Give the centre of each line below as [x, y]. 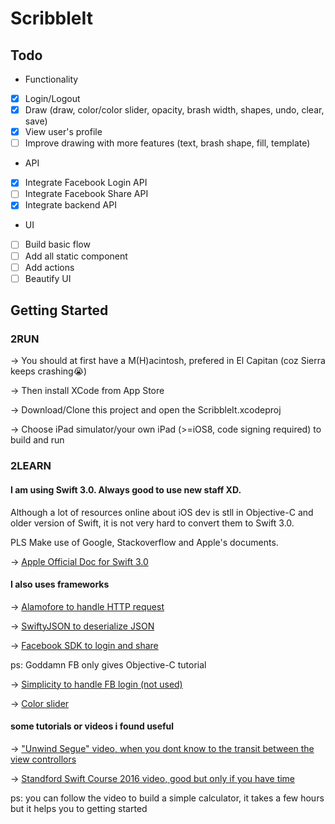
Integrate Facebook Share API [86, 194]
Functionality [51, 79]
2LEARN [31, 466]
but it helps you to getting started [79, 808]
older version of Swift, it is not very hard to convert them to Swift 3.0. [152, 523]
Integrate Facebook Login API [86, 183]
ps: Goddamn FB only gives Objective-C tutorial [108, 664]
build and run [37, 440]
